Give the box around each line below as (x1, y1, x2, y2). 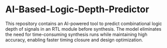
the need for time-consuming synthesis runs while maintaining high (5, 31, 148, 37)
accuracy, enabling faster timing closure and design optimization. (5, 37, 143, 43)
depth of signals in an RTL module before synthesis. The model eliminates (5, 26, 161, 32)
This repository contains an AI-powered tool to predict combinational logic (5, 20, 162, 27)
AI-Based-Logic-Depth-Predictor (5, 4, 150, 15)
